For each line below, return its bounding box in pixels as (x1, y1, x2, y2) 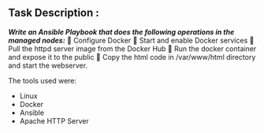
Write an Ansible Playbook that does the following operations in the (8, 27, 235, 36)
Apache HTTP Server (19, 116, 89, 125)
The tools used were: (8, 76, 77, 85)
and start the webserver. (8, 61, 88, 70)
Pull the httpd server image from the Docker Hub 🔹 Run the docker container (8, 43, 257, 54)
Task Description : (8, 6, 100, 20)
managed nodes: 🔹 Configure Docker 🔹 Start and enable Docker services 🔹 (8, 35, 255, 45)
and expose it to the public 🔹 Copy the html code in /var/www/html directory (8, 52, 256, 61)
